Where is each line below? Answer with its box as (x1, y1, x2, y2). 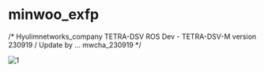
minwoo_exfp (8, 6, 100, 24)
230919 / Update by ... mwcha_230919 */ (8, 40, 142, 49)
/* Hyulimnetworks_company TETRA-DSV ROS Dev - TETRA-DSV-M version (8, 32, 257, 41)
